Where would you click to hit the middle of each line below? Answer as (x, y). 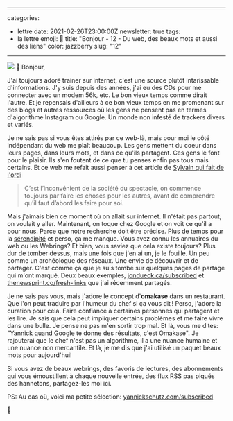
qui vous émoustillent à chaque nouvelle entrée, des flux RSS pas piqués (111, 376)
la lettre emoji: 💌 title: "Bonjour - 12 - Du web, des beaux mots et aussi (117, 38)
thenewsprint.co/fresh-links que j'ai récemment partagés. (89, 283)
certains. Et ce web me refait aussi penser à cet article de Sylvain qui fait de (115, 167)
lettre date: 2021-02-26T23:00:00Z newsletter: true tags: (99, 31)
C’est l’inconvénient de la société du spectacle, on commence (113, 188)
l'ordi (15, 175)
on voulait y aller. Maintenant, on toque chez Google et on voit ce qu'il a (110, 224)
